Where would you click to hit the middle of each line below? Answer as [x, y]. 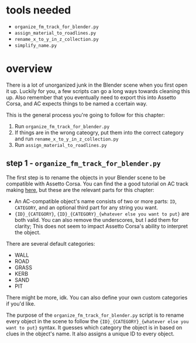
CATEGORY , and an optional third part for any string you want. [86, 207]
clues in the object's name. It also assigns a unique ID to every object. [90, 334]
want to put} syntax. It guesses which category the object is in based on [94, 327]
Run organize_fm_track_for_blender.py [62, 126]
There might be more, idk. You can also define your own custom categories [97, 297]
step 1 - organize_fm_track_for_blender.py [83, 164]
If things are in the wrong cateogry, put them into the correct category [99, 132]
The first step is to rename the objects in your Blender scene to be [86, 177]
